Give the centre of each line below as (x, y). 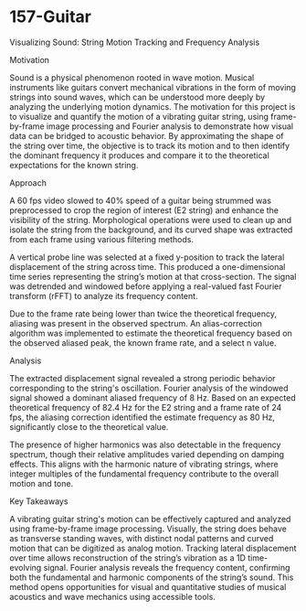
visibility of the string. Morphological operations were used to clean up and (151, 220)
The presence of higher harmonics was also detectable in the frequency (145, 445)
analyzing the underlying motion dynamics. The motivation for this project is (153, 106)
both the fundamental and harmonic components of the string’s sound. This (152, 577)
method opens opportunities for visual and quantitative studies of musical (148, 586)
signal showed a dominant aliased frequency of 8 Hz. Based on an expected (153, 397)
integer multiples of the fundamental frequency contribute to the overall (144, 474)
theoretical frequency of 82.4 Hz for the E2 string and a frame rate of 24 (146, 407)
